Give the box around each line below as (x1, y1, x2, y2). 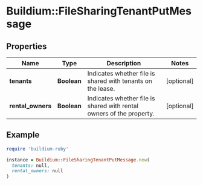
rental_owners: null (11, 168, 63, 174)
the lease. (87, 85, 115, 92)
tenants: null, (11, 162, 50, 169)
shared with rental (87, 102, 139, 110)
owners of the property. (87, 109, 155, 117)
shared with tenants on (87, 77, 152, 85)
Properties (6, 41, 47, 51)
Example (6, 130, 40, 140)
